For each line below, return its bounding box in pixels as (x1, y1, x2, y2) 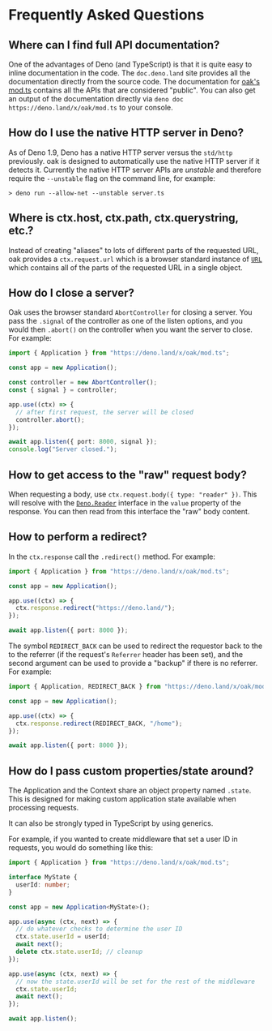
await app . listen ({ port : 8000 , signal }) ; (8, 438, 158, 446)
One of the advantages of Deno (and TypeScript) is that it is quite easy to (8, 59, 253, 69)
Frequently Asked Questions (8, 6, 205, 24)
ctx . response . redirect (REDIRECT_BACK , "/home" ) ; (15, 720, 183, 728)
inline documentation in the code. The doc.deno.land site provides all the (8, 68, 251, 78)
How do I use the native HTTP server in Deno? (8, 126, 244, 140)
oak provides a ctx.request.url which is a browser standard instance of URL (8, 254, 263, 264)
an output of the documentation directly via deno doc (8, 94, 184, 103)
